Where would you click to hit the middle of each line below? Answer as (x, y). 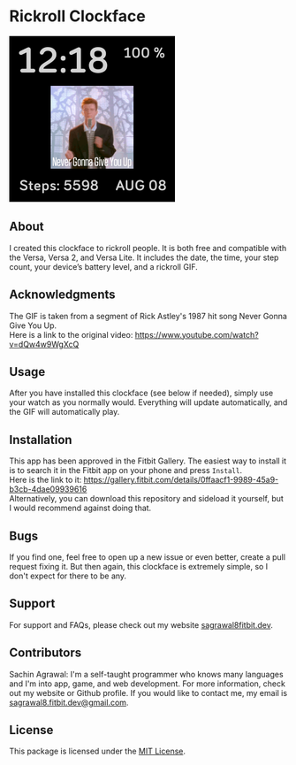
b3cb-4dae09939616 (48, 489)
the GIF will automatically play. (65, 412)
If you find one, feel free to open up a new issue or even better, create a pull (147, 557)
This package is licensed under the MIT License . (97, 751)
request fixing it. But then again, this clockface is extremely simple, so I (139, 566)
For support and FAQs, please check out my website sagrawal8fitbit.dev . (141, 624)
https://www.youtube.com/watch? (197, 334)
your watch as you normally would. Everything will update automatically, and (148, 402)
